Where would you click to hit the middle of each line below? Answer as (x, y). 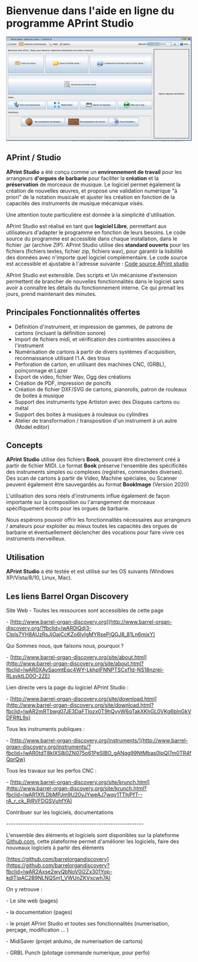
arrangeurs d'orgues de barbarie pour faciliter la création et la (82, 178)
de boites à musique (39, 396)
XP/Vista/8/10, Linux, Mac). (39, 578)
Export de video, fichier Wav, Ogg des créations (73, 377)
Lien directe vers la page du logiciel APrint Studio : (67, 687)
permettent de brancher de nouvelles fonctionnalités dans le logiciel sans (95, 281)
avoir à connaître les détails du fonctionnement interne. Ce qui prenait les (95, 288)
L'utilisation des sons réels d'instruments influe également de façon (88, 496)
